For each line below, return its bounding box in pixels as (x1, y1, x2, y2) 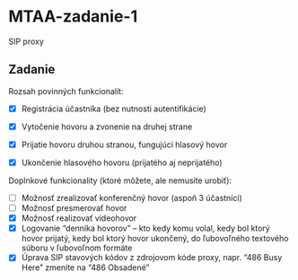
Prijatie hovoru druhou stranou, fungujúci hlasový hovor (21, 139, 228, 150)
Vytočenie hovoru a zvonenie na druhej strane (21, 121, 193, 132)
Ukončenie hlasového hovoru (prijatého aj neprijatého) (21, 157, 223, 168)
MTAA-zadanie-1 (8, 6, 138, 27)
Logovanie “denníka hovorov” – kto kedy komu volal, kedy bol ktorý (21, 223, 270, 234)
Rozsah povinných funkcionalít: (8, 85, 124, 96)
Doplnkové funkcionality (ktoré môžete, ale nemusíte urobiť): (8, 175, 232, 186)
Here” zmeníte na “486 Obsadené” (21, 262, 150, 273)
